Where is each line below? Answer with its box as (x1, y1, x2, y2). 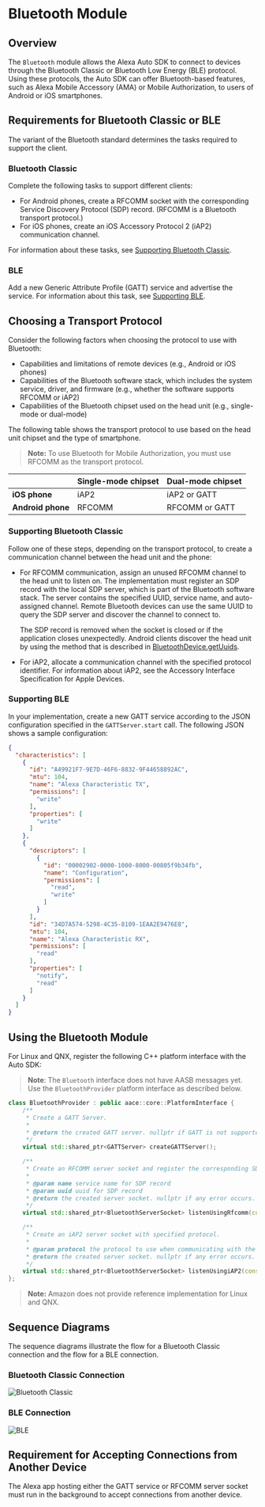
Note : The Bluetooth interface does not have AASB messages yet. (27, 1076, 243, 1084)
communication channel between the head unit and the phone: (8, 552, 212, 562)
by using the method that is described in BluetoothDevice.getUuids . (19, 642, 240, 651)
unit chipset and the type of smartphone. (8, 433, 141, 443)
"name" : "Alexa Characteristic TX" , (28, 780, 150, 788)
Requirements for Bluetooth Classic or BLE (8, 114, 222, 127)
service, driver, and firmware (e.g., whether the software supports (19, 385, 235, 394)
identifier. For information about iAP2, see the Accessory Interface (19, 666, 235, 675)
